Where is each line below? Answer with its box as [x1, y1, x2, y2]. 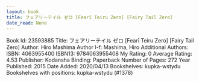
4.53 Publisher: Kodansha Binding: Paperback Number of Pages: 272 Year [6, 56, 191, 63]
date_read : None [6, 20, 47, 26]
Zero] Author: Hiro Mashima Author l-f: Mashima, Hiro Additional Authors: [6, 44, 189, 51]
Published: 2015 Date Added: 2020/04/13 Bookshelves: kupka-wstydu [6, 63, 181, 70]
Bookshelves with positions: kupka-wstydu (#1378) [6, 69, 133, 77]
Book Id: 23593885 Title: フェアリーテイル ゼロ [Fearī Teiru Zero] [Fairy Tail [6, 37, 194, 44]
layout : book [6, 8, 39, 15]
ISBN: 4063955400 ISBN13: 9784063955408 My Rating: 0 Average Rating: [6, 50, 192, 57]
